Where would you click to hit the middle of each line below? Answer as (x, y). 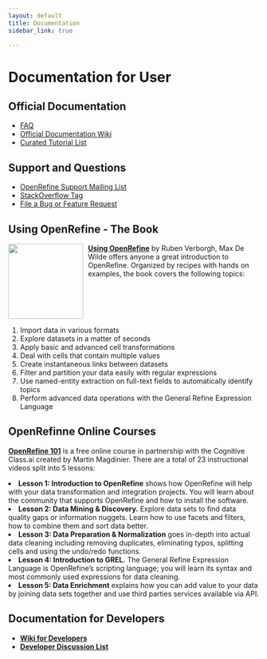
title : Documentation (44, 23)
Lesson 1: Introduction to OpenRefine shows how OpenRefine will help (135, 483)
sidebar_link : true (41, 30)
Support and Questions (67, 167)
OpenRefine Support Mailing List (73, 187)
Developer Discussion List (64, 646)
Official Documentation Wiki (66, 134)
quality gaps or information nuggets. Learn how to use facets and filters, (127, 517)
